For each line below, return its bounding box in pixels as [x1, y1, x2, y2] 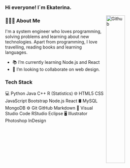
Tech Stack [5, 79, 33, 85]
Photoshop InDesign [5, 118, 46, 124]
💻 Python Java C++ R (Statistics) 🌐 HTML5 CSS [5, 90, 104, 96]
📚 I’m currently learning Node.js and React [12, 59, 100, 65]
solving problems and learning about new [5, 34, 90, 40]
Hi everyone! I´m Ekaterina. [5, 4, 72, 11]
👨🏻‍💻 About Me [5, 17, 40, 24]
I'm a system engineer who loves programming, [5, 29, 102, 35]
